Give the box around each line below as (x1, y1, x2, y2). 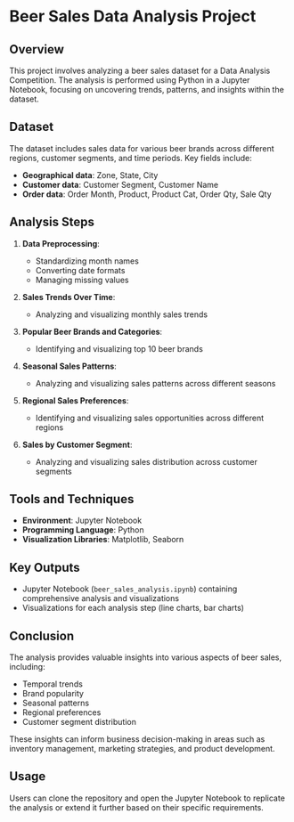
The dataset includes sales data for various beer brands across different (9, 142, 274, 153)
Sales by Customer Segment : (21, 439, 133, 450)
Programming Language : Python (21, 525, 144, 535)
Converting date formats (35, 265, 126, 275)
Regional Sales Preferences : (21, 395, 129, 406)
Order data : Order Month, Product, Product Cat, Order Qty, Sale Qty (21, 189, 272, 199)
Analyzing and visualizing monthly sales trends (35, 309, 208, 320)
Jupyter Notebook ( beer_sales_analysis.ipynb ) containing (21, 583, 238, 594)
